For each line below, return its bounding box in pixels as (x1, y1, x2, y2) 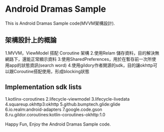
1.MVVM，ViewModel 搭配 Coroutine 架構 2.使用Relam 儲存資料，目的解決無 (5, 50, 160, 56)
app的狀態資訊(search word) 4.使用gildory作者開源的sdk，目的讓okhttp (9, 62, 153, 68)
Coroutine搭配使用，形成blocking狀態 (13, 68, 90, 74)
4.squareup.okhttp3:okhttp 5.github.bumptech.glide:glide (5, 101, 121, 107)
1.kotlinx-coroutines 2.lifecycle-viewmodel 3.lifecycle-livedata (5, 96, 130, 102)
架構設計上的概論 (5, 36, 57, 45)
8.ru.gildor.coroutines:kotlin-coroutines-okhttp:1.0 (5, 111, 106, 117)
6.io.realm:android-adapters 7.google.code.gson (5, 106, 103, 112)
